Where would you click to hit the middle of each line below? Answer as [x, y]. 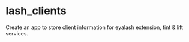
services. [17, 33]
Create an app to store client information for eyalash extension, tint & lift [94, 27]
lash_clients [36, 11]
